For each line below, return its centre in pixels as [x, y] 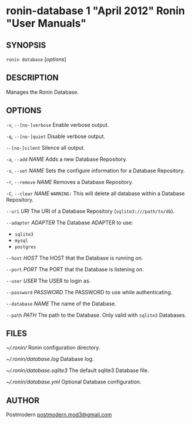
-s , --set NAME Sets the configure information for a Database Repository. [95, 170]
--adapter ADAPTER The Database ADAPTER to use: [70, 222]
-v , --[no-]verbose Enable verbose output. [58, 124]
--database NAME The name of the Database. [61, 303]
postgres [25, 247]
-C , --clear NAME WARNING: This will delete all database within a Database [95, 193]
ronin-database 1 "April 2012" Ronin [95, 11]
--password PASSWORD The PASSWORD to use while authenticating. [89, 292]
